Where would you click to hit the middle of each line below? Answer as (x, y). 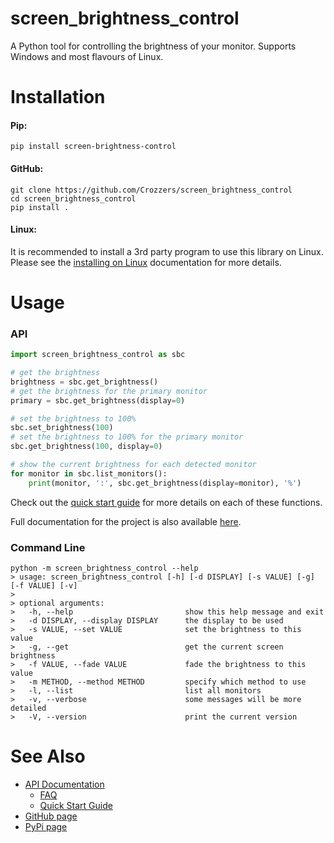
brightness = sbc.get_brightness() (84, 382)
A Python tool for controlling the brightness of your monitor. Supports (153, 46)
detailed (28, 708)
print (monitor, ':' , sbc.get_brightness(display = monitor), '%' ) (165, 483)
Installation (58, 97)
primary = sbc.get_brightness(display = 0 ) (98, 400)
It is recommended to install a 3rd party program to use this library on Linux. (167, 251)
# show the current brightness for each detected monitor (133, 465)
